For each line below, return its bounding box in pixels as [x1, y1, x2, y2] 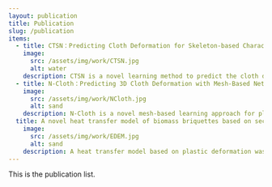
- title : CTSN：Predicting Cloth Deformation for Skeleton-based [15, 42, 240, 50]
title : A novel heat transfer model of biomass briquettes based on [15, 117, 252, 125]
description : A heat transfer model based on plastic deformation [23, 147, 252, 155]
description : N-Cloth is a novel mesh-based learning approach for [23, 110, 255, 118]
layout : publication [8, 11, 79, 20]
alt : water [29, 65, 67, 73]
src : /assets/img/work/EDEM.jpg [29, 132, 139, 140]
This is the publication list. [8, 169, 96, 179]
